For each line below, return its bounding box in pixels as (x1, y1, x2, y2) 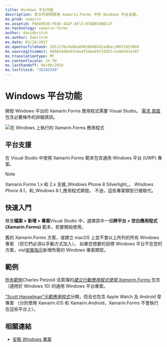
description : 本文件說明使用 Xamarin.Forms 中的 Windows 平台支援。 (5, 12, 140, 17)
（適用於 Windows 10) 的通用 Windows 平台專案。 (5, 283, 108, 289)
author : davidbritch (5, 30, 48, 35)
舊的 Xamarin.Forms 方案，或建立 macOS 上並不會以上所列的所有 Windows (5, 234, 160, 240)
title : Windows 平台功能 (5, 7, 54, 12)
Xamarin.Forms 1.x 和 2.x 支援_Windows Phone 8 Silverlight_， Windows (5, 181, 154, 187)
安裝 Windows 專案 (12, 337, 52, 343)
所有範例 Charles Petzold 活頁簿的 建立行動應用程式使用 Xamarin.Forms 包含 (5, 277, 161, 283)
